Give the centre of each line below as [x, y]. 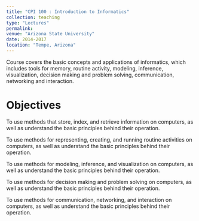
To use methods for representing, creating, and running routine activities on [99, 139]
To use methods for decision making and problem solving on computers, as [99, 182]
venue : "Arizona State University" [50, 34]
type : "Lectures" [28, 23]
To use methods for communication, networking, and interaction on [89, 199]
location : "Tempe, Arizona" [41, 45]
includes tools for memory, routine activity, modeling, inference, [85, 68]
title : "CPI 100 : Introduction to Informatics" [68, 12]
